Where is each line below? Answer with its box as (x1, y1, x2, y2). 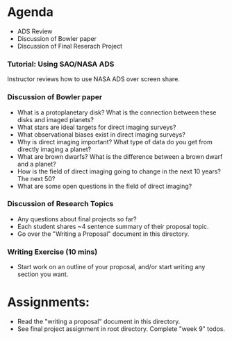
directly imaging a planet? (17, 145, 92, 153)
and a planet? (17, 160, 57, 168)
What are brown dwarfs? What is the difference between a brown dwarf (17, 152, 223, 160)
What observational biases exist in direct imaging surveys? (17, 130, 185, 139)
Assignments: (7, 294, 90, 310)
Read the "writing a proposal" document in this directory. (17, 317, 181, 326)
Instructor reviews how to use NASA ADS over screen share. (7, 75, 181, 83)
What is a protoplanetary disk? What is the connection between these (17, 108, 217, 117)
